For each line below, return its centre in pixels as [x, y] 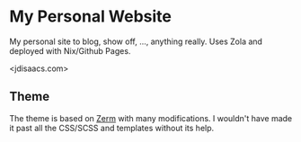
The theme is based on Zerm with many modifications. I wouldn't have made [151, 118]
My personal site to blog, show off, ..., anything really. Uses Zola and [136, 41]
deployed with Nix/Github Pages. [70, 50]
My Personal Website [91, 17]
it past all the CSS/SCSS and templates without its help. [112, 128]
